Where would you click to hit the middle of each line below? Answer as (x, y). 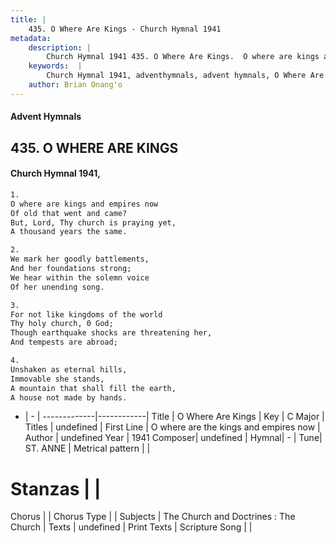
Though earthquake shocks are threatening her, (111, 333)
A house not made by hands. (69, 397)
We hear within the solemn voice (80, 277)
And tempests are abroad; (64, 342)
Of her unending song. (57, 287)
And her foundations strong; (71, 269)
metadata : (31, 38)
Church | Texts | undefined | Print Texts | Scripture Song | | (131, 527)
